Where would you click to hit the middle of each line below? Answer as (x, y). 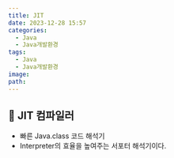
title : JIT (26, 15)
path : (17, 81)
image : (19, 74)
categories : (28, 30)
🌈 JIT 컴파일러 (42, 115)
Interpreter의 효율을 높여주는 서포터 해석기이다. (93, 146)
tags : (17, 52)
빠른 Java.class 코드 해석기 (62, 136)
